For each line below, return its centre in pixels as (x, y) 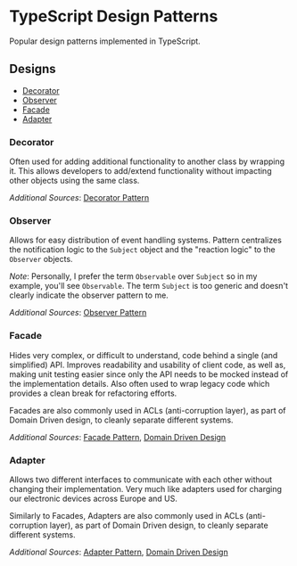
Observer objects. (41, 259)
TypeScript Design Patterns (114, 16)
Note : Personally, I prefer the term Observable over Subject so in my (133, 276)
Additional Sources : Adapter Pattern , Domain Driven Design (119, 552)
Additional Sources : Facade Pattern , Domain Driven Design (118, 437)
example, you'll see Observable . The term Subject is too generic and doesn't (148, 286)
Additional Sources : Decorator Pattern (79, 198)
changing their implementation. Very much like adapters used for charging (146, 488)
